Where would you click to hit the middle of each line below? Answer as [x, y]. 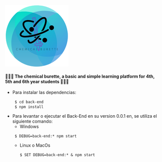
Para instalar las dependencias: [44, 93]
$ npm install [29, 107]
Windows [29, 127]
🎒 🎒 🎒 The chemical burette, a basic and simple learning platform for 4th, [80, 76]
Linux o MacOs [35, 145]
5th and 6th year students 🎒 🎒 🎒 [37, 81]
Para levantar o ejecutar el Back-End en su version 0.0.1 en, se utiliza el [84, 116]
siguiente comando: [32, 121]
